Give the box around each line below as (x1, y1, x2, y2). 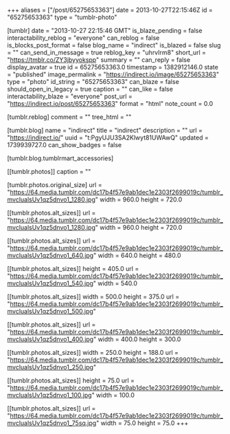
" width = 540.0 (93, 279, 137, 287)
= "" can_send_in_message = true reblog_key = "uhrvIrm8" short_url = (7, 48, 207, 56)
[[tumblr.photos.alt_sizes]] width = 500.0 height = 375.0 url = (7, 292, 180, 301)
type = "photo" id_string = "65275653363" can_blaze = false (7, 78, 180, 85)
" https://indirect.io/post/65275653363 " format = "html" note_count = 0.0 (7, 100, 214, 107)
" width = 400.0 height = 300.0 (93, 335, 181, 343)
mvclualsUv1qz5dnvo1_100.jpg (7, 391, 92, 399)
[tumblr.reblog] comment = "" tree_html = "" (7, 113, 132, 121)
